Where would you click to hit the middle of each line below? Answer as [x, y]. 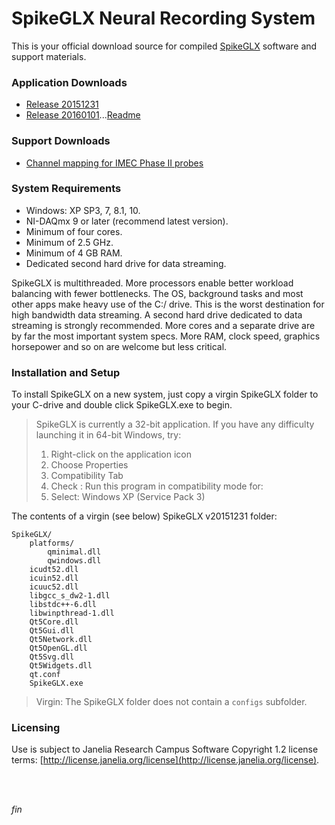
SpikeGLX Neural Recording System [163, 18]
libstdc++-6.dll [63, 605]
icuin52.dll [54, 578]
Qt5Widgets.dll [61, 666]
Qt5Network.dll [61, 640]
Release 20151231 [62, 104]
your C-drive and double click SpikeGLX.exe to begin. [122, 405]
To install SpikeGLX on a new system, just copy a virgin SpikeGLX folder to [165, 394]
